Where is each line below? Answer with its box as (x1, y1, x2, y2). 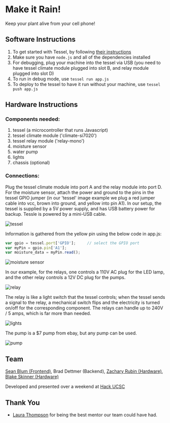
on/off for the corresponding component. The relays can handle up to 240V (5, 305, 163, 311)
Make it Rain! (5, 4, 61, 15)
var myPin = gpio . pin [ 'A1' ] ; (5, 245, 67, 250)
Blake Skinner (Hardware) (5, 374, 59, 380)
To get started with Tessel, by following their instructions (12, 48, 131, 54)
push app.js (12, 87, 38, 92)
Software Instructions (5, 35, 76, 44)
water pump (12, 149, 38, 155)
